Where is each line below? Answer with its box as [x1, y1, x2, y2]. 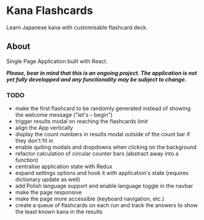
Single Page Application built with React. [6, 57, 108, 64]
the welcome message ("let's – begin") [15, 111, 113, 119]
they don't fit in [15, 137, 54, 145]
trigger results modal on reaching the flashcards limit [15, 118, 148, 125]
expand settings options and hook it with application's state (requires [15, 170, 189, 177]
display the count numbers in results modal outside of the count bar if [15, 131, 191, 138]
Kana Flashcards [6, 4, 93, 18]
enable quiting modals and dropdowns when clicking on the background [15, 143, 197, 151]
